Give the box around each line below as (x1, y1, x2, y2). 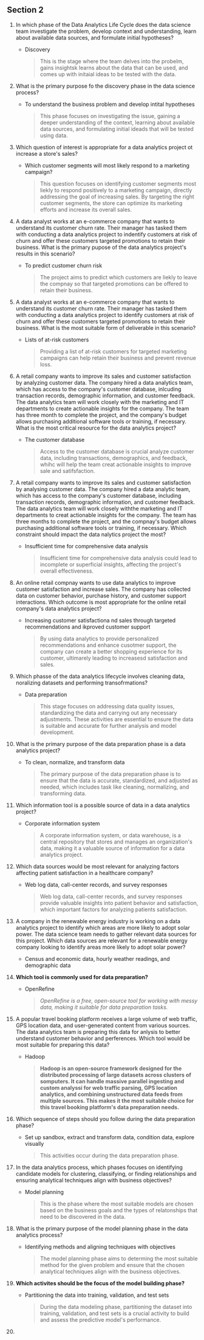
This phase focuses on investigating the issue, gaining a (39, 112, 181, 119)
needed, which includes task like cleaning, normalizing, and (39, 783, 189, 790)
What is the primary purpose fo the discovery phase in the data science (15, 82, 195, 89)
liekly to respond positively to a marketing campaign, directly (39, 186, 192, 194)
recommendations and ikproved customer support (24, 623, 151, 630)
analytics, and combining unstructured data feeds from (39, 1090, 183, 1098)
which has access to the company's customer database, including (15, 492, 182, 499)
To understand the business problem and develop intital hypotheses (24, 100, 195, 108)
